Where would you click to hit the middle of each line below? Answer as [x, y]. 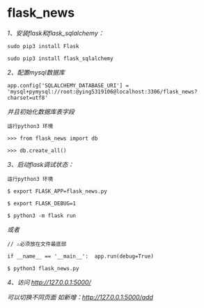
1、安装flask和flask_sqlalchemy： [56, 33]
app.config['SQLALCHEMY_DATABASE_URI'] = [68, 85]
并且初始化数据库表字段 [41, 111]
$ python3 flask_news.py [43, 268]
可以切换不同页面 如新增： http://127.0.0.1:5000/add [80, 297]
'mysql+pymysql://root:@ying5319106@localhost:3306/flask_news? [102, 91]
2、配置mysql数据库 [36, 72]
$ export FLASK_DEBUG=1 [42, 203]
